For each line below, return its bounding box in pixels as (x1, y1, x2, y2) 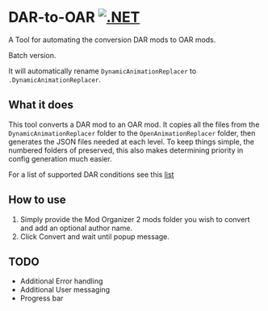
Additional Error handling (19, 276, 103, 286)
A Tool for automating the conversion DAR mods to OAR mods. (8, 35, 216, 44)
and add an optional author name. (19, 223, 133, 233)
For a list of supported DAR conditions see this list (8, 170, 174, 179)
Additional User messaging (19, 285, 111, 295)
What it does (8, 98, 74, 112)
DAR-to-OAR (8, 8, 95, 27)
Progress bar (19, 293, 64, 303)
